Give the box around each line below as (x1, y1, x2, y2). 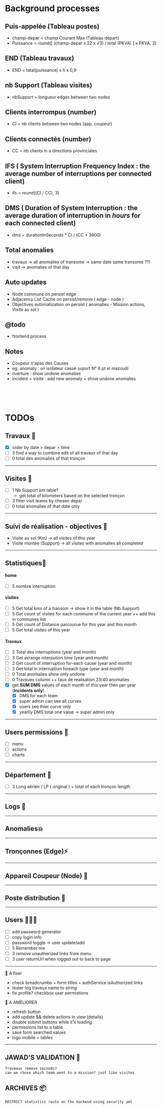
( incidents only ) (12, 687, 45, 693)
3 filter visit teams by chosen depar (12, 498, 83, 504)
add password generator (12, 929, 61, 934)
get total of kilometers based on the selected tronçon (19, 493, 125, 498)
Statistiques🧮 (5, 559, 47, 567)
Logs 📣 (5, 803, 26, 811)
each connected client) (5, 219, 76, 227)
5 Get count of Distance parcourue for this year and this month (12, 622, 137, 627)
